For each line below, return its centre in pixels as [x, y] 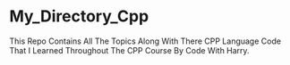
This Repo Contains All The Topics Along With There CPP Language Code [145, 41]
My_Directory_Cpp [79, 16]
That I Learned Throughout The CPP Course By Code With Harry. [129, 50]
